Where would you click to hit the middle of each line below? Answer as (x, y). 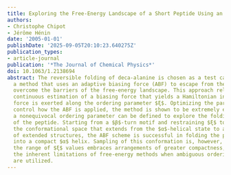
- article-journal (33, 59)
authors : (20, 20)
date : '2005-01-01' (35, 39)
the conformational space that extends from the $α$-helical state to (117, 129)
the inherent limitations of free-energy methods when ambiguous (109, 155)
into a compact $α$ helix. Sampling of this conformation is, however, (118, 142)
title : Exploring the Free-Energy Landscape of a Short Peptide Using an (115, 13)
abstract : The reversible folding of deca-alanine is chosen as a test (112, 78)
